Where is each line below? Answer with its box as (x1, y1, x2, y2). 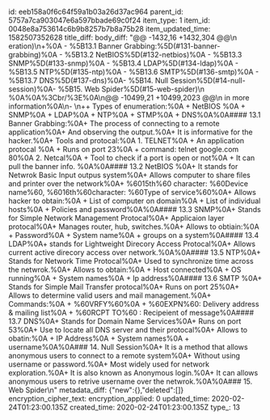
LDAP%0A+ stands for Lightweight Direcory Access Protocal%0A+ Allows (8, 239, 256, 248)
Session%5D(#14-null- (169, 76, 246, 85)
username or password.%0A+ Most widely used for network (8, 359, 210, 369)
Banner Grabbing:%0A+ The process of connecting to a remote (8, 119, 220, 128)
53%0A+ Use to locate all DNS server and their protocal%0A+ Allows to (8, 325, 248, 334)
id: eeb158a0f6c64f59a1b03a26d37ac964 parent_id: (8, 7, 184, 16)
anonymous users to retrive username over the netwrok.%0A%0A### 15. (8, 376, 253, 386)
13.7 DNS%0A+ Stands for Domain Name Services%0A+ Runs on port (8, 316, 242, 326)
